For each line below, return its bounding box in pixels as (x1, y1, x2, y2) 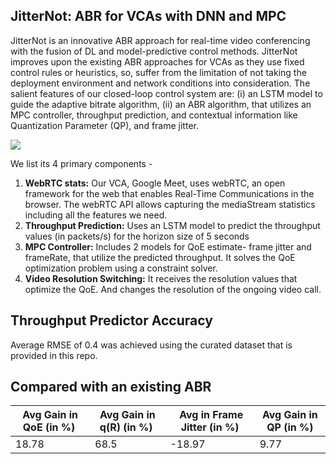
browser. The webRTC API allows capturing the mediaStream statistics (24, 198, 316, 210)
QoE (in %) (22, 420, 76, 434)
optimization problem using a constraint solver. (24, 262, 218, 274)
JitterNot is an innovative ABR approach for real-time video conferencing (10, 34, 311, 46)
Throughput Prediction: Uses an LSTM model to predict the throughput (24, 219, 321, 231)
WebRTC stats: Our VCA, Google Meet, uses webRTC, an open (24, 177, 286, 189)
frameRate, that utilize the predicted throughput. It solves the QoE (24, 251, 296, 263)
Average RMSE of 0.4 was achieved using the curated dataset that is (10, 339, 293, 351)
